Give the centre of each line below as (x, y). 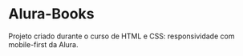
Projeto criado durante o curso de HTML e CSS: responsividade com (121, 36)
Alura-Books (51, 14)
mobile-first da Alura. (43, 44)
